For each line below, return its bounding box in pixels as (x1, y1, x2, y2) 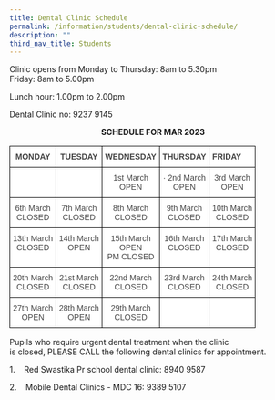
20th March (13, 273, 54, 283)
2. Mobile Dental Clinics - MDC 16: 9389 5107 (9, 382, 187, 393)
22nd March (108, 273, 152, 283)
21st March (58, 273, 99, 283)
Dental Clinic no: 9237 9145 (9, 109, 114, 120)
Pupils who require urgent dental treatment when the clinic (9, 337, 229, 348)
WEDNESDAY (105, 152, 157, 163)
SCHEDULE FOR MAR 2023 (100, 127, 206, 138)
